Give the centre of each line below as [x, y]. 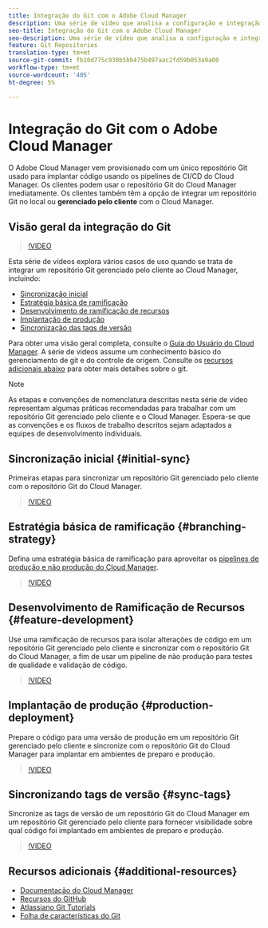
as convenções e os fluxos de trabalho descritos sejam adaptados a [120, 425]
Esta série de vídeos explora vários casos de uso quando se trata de [121, 262]
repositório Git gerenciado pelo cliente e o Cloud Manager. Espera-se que [130, 417]
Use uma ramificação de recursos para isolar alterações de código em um [130, 639]
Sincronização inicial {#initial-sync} [100, 458]
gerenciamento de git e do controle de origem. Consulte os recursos [121, 361]
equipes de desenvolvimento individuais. [75, 434]
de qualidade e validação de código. [68, 665]
